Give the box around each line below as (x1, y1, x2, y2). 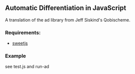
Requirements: (5, 29, 41, 36)
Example (5, 52, 26, 59)
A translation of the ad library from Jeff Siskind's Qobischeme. (5, 17, 131, 23)
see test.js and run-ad (5, 64, 50, 70)
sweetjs (12, 40, 28, 46)
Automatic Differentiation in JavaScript (5, 4, 127, 12)
